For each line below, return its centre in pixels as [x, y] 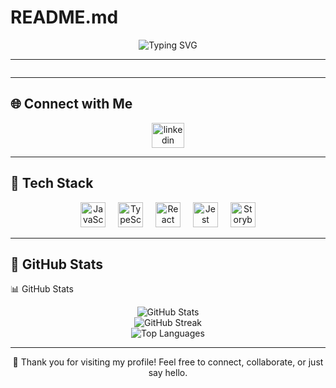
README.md [64, 17]
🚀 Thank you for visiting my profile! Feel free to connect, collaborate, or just [168, 362]
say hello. [168, 373]
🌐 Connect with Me [71, 104]
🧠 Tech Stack [52, 183]
